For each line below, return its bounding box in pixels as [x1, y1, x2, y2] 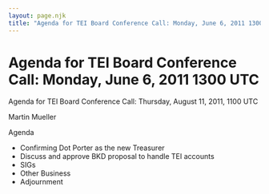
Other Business [19, 168, 71, 178]
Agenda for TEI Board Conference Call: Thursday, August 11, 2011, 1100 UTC [8, 97, 259, 106]
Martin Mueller [8, 113, 57, 122]
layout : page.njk [8, 11, 66, 20]
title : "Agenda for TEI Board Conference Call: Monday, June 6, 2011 [8, 19, 246, 27]
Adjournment [19, 177, 64, 187]
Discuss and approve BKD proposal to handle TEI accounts [19, 152, 215, 161]
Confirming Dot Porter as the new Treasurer [19, 143, 166, 152]
